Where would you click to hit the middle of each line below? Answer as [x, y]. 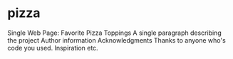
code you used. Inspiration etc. [53, 48]
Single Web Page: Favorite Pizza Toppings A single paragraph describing [115, 33]
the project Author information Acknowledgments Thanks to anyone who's [116, 40]
